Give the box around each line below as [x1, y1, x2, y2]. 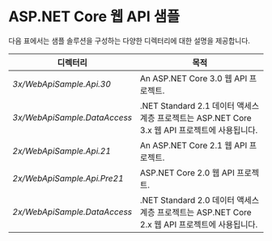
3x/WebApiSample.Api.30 [12, 78, 112, 89]
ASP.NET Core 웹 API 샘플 [8, 7, 181, 26]
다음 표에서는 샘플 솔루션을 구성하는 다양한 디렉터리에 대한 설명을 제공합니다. [8, 36, 251, 45]
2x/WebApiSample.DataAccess [12, 206, 132, 217]
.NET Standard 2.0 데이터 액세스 [140, 194, 260, 205]
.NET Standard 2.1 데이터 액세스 [140, 100, 260, 111]
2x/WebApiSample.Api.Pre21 [12, 172, 124, 183]
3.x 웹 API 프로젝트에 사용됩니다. [140, 124, 258, 136]
